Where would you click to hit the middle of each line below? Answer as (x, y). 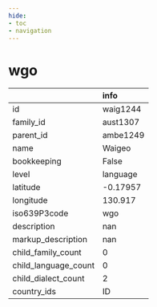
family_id (29, 123)
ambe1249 (123, 135)
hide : (17, 16)
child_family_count (47, 252)
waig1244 (122, 109)
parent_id (30, 135)
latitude (26, 188)
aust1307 (121, 123)
